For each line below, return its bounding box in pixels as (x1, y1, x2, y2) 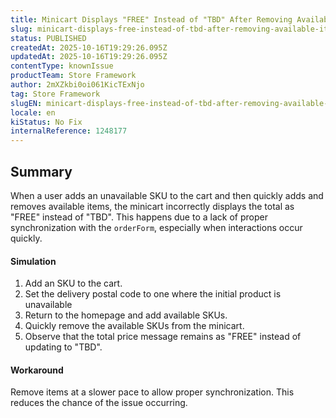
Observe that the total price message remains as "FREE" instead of (24, 331, 302, 343)
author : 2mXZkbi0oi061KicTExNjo (10, 80, 145, 90)
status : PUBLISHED (10, 33, 87, 43)
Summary (10, 163, 73, 180)
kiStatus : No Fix (10, 117, 83, 127)
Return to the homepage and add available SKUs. (24, 309, 228, 321)
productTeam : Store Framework (10, 71, 137, 81)
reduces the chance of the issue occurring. (10, 397, 188, 409)
